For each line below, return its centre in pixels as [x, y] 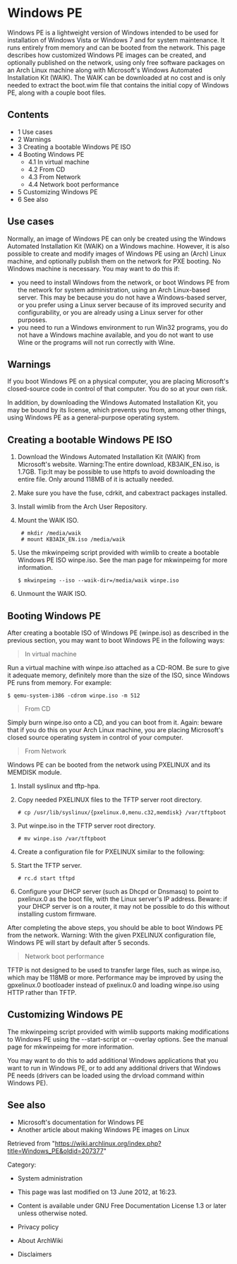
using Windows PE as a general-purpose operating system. [93, 417]
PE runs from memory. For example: [60, 682]
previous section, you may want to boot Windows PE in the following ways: [116, 640]
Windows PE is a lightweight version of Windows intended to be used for [113, 32]
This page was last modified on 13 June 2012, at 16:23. [97, 1192]
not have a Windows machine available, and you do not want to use [115, 335]
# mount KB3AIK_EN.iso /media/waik [73, 539]
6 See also [33, 199]
